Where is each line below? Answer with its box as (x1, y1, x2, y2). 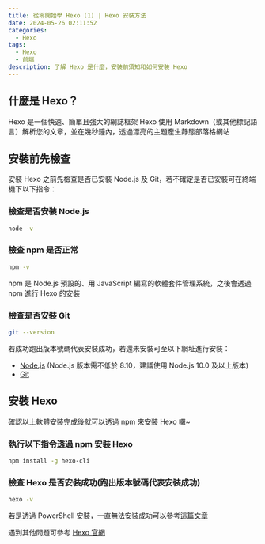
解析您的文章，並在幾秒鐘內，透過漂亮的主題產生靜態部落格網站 (21, 127, 230, 136)
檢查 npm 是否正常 (8, 244, 79, 255)
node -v (8, 225, 34, 232)
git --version (8, 329, 55, 337)
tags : (8, 41, 26, 49)
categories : (8, 26, 47, 34)
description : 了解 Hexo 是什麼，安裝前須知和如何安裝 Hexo (8, 63, 188, 71)
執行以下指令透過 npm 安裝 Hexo (8, 438, 133, 449)
